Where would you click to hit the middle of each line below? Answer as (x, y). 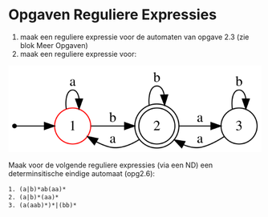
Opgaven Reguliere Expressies (113, 15)
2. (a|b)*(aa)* (34, 197)
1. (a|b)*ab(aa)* (37, 189)
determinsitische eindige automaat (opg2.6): (81, 173)
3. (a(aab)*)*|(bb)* (43, 205)
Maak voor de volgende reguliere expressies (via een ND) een (111, 165)
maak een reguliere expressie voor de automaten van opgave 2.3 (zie (134, 37)
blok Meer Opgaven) (54, 45)
